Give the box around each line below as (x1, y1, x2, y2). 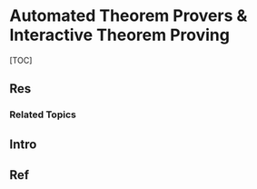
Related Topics (9, 108, 77, 121)
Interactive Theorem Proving (9, 25, 230, 45)
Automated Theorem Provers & (9, 5, 248, 26)
